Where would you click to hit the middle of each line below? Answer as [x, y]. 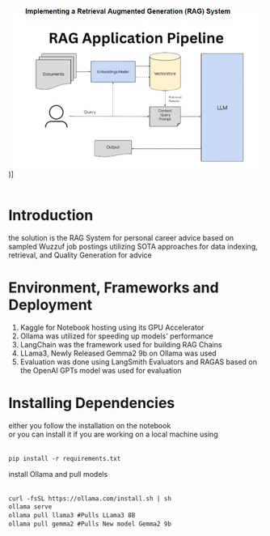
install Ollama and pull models [58, 474]
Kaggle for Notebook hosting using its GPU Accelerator [112, 328]
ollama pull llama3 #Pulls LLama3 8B [72, 516]
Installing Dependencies [92, 403]
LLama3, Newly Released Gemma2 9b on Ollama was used [118, 353]
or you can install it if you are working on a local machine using [113, 434]
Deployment [51, 305]
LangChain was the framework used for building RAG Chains [121, 345]
